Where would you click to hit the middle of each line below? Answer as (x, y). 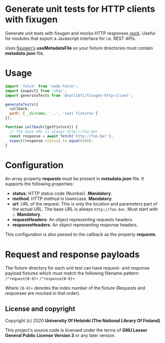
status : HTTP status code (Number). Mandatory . (62, 194)
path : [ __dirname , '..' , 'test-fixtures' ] (54, 114)
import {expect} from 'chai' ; (36, 91)
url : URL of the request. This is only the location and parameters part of (85, 204)
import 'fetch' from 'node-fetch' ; (42, 86)
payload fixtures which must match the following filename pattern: (72, 273)
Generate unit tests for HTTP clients (80, 9)
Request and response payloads (72, 254)
